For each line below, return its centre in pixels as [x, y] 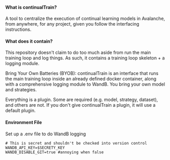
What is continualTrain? [31, 7]
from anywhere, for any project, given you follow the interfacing [72, 24]
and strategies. [21, 90]
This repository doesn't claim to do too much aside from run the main [78, 53]
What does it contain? [29, 41]
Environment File [24, 122]
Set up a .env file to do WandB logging [46, 134]
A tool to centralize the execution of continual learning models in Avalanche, [85, 18]
